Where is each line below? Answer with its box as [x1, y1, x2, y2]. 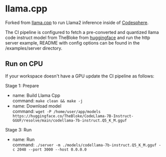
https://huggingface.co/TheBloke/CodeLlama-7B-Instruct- [12, 113, 134, 118]
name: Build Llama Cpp [12, 92, 60, 98]
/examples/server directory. [5, 45, 62, 51]
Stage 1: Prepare [5, 82, 39, 88]
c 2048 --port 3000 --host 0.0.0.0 [12, 147, 87, 152]
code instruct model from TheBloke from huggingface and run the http [5, 34, 150, 40]
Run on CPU [5, 59, 43, 68]
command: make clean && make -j [12, 97, 83, 103]
